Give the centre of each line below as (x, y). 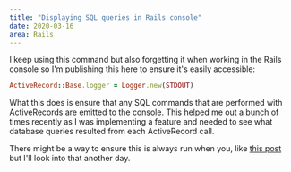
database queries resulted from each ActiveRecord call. (112, 132)
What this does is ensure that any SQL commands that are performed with (146, 103)
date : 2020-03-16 (42, 26)
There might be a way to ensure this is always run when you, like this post (145, 149)
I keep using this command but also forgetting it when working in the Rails (145, 60)
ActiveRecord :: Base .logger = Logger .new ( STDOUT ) (102, 86)
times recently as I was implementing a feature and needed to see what (141, 122)
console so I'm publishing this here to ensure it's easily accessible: (133, 69)
